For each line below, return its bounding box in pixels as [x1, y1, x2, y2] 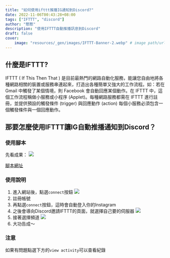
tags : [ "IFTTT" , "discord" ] [5, 17, 65, 22]
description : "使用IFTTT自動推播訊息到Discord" [5, 26, 101, 31]
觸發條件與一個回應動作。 [9, 106, 63, 113]
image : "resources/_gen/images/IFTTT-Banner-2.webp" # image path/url [14, 41, 166, 46]
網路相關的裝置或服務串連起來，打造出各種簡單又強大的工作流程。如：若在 [9, 81, 165, 87]
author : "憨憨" [5, 21, 36, 27]
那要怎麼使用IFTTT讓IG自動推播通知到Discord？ [5, 123, 156, 131]
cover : [5, 36, 19, 41]
